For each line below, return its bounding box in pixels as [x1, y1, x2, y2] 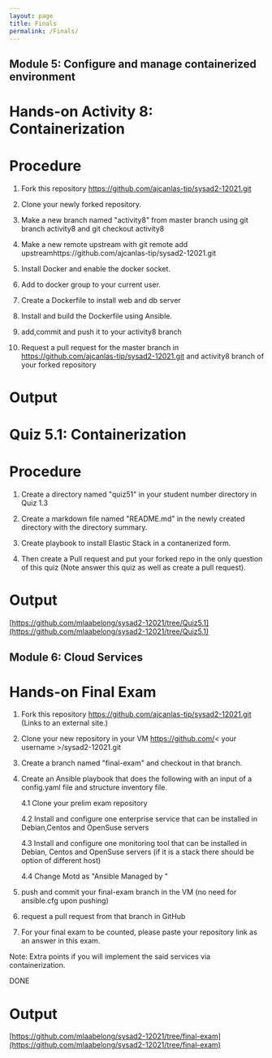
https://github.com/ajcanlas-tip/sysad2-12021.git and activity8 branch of [20, 351, 265, 361]
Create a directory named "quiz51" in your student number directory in [20, 489, 257, 500]
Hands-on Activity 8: [9, 102, 153, 120]
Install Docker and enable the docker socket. [20, 263, 171, 273]
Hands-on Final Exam [9, 683, 157, 701]
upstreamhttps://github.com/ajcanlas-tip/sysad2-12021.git [20, 248, 217, 258]
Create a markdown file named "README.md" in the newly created [20, 514, 245, 524]
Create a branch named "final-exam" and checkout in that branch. [20, 758, 243, 768]
